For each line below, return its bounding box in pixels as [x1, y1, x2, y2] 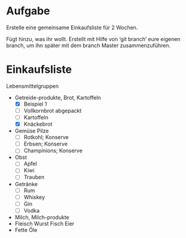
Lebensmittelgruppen [6, 82, 59, 89]
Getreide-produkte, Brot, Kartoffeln [14, 94, 101, 101]
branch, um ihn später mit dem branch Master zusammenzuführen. [6, 42, 171, 49]
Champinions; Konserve [23, 147, 83, 154]
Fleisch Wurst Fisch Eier [14, 220, 75, 227]
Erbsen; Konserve [23, 140, 68, 147]
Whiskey [23, 193, 45, 200]
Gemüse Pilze [14, 127, 49, 135]
